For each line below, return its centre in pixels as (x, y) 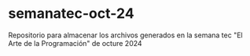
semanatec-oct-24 (72, 14)
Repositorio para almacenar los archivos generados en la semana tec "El (125, 35)
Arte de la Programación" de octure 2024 (75, 43)
